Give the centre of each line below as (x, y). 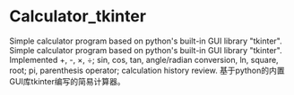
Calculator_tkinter (78, 16)
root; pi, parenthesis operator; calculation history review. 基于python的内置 (147, 70)
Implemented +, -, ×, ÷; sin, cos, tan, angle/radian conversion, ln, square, (144, 59)
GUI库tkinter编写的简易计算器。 (67, 81)
